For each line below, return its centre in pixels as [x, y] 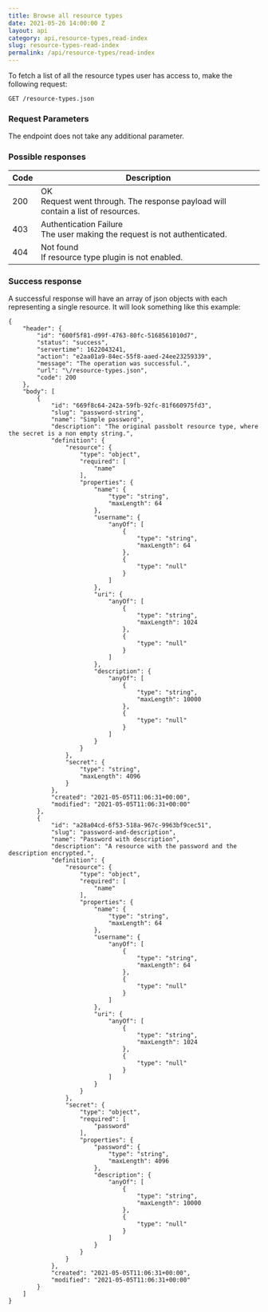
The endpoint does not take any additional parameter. [97, 136]
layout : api [28, 30]
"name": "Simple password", [98, 419]
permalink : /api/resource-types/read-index [82, 53]
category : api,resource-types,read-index [78, 38]
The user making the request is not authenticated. [134, 234]
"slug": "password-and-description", [114, 832]
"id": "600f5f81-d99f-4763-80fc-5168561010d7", [117, 335]
